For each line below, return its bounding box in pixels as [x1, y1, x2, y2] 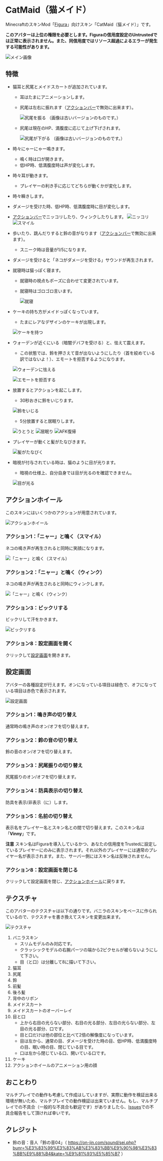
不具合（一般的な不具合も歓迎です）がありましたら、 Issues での [22, 1104, 150, 1109]
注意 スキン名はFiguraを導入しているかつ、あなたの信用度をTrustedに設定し [5, 841, 157, 847]
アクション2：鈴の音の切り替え [5, 736, 78, 743]
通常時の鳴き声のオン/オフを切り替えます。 [5, 723, 91, 729]
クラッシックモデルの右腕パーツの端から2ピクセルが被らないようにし [19, 947, 158, 953]
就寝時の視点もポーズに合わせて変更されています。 [19, 278, 121, 284]
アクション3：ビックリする [5, 605, 68, 611]
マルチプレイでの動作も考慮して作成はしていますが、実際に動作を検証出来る [5, 1091, 158, 1097]
